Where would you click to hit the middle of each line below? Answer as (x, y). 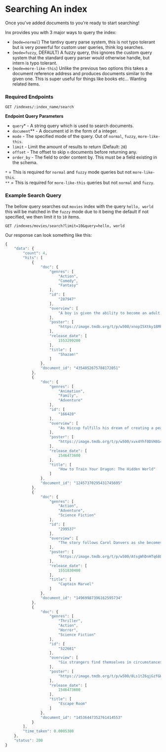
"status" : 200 (28, 741)
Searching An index (46, 9)
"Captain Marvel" (76, 584)
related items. (26, 84)
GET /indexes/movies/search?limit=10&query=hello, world (65, 226)
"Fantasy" (68, 285)
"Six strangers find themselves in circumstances (110, 663)
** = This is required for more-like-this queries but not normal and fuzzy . (80, 183)
